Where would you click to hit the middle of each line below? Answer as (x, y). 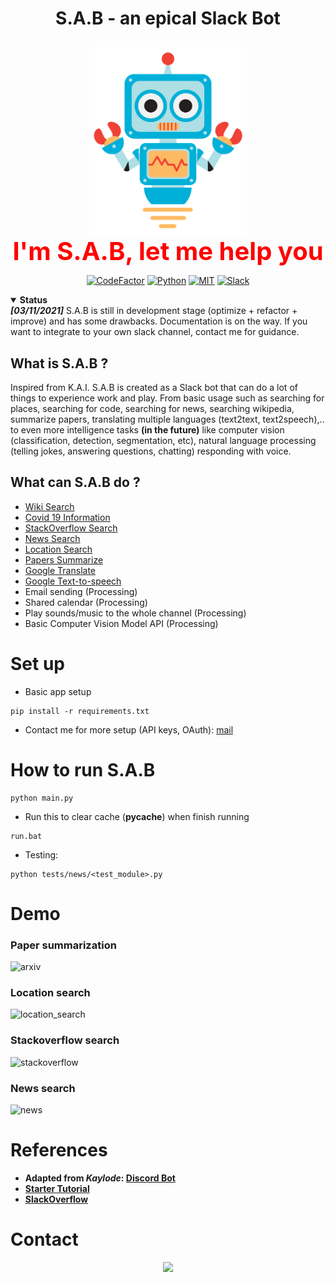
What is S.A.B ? (59, 363)
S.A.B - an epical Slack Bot (168, 18)
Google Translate (60, 570)
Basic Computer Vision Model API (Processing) (121, 623)
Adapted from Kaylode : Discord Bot (100, 1178)
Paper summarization (63, 945)
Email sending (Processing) (81, 591)
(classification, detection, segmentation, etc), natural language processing (163, 440)
